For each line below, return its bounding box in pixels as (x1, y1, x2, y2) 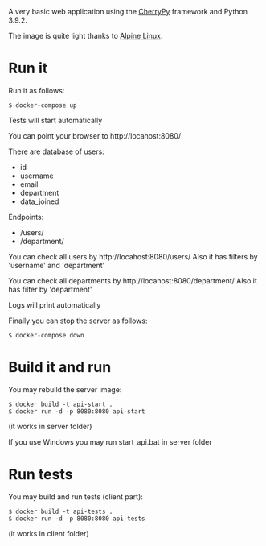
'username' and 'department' (8, 260, 105, 270)
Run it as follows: (8, 85, 65, 95)
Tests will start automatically (8, 115, 103, 125)
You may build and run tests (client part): (8, 491, 143, 502)
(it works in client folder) (8, 528, 90, 538)
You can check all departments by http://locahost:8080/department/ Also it (8, 275, 257, 285)
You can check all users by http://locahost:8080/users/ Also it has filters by (8, 251, 259, 261)
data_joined (19, 196, 59, 206)
